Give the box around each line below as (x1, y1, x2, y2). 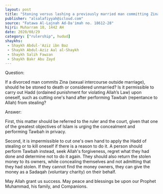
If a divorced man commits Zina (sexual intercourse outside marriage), (5, 79, 146, 85)
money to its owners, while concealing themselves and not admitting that (5, 159, 151, 164)
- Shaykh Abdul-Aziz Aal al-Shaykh (7, 47, 79, 52)
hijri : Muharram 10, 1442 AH (5, 25, 64, 30)
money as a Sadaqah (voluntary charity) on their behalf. (5, 169, 116, 175)
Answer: (5, 109, 22, 115)
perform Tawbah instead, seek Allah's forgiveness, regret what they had (5, 149, 149, 154)
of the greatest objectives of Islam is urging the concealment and (5, 124, 135, 130)
